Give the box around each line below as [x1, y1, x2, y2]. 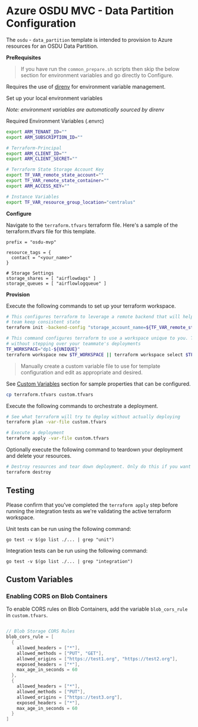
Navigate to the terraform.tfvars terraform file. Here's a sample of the [6, 221, 178, 229]
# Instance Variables [6, 194, 60, 200]
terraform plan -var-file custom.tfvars [6, 419, 107, 425]
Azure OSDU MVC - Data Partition [6, 4, 174, 18]
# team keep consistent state [6, 319, 81, 325]
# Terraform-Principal [6, 145, 62, 151]
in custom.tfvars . [6, 612, 48, 619]
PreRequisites [6, 54, 41, 61]
